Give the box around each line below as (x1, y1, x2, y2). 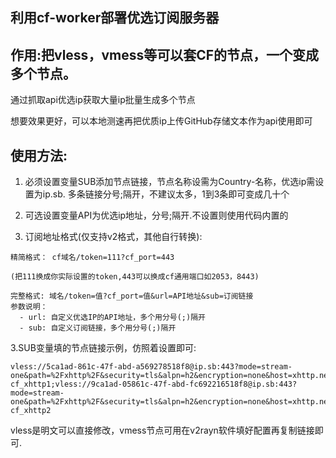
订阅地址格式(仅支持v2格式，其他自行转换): (24, 231, 203, 243)
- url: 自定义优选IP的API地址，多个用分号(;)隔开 (19, 313, 206, 323)
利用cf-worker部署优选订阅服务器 (10, 9, 220, 27)
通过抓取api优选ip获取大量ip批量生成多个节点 (10, 94, 196, 106)
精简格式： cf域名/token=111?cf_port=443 (10, 253, 175, 263)
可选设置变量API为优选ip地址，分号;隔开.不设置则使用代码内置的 (24, 209, 289, 222)
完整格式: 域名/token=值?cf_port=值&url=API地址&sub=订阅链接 (10, 291, 254, 302)
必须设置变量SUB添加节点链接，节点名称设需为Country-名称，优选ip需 (24, 176, 316, 188)
